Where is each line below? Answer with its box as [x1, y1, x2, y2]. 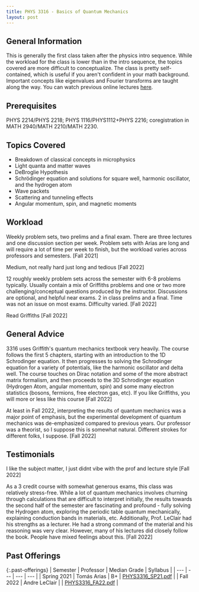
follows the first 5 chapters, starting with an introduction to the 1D [6, 351, 166, 358]
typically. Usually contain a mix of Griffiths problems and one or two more [6, 281, 186, 288]
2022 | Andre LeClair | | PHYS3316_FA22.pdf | [6, 579, 118, 586]
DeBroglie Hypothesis [14, 168, 68, 175]
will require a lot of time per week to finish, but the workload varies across [6, 245, 187, 253]
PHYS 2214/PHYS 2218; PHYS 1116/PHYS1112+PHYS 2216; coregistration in [6, 116, 190, 124]
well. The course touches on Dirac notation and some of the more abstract [6, 370, 188, 377]
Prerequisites [6, 100, 57, 111]
